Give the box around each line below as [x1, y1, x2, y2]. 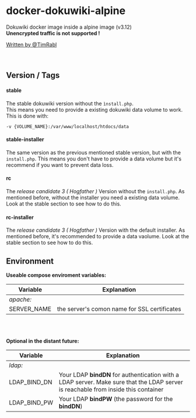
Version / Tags [6, 70, 60, 80]
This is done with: [6, 112, 48, 119]
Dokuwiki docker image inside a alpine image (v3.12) [6, 23, 132, 30]
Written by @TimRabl [6, 41, 57, 48]
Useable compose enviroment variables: [6, 271, 107, 279]
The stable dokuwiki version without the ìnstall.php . [6, 100, 134, 107]
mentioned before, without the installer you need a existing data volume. [6, 194, 180, 201]
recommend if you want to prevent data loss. [6, 161, 114, 168]
